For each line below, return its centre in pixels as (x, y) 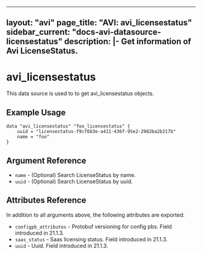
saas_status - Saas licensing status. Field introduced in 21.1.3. (91, 239)
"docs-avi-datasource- (116, 32)
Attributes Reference (46, 200)
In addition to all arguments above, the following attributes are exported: (96, 215)
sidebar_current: (38, 32)
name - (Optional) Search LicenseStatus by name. (75, 175)
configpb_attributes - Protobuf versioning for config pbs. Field (93, 226)
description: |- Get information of (127, 42)
